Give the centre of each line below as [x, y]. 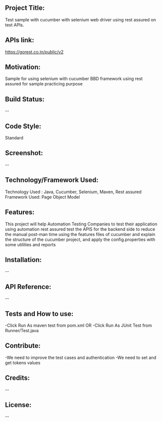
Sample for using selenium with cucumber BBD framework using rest [74, 79]
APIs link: [20, 40]
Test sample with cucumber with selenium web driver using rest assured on [81, 19]
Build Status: [25, 99]
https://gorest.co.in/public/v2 [34, 52]
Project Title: [25, 8]
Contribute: [23, 346]
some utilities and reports [30, 244]
